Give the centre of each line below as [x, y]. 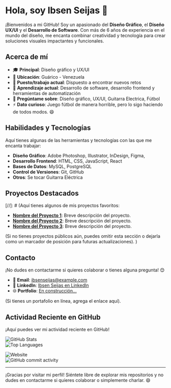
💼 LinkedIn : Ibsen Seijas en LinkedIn [51, 285]
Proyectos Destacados [42, 193]
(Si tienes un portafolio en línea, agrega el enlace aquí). [63, 301]
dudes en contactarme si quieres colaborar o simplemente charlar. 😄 [78, 380]
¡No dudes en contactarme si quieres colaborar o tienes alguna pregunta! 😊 [85, 270]
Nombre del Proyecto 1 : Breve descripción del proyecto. [72, 215]
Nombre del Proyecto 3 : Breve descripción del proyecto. [72, 226]
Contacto [20, 258]
